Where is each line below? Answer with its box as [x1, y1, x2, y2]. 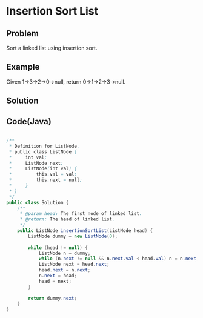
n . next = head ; [38, 273, 78, 279]
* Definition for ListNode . [8, 143, 80, 149]
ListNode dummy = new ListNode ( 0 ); [28, 233, 118, 239]
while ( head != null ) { [28, 244, 88, 251]
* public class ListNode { [8, 148, 78, 155]
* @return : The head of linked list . [19, 216, 115, 222]
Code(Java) [6, 116, 52, 127]
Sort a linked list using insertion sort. [6, 44, 98, 51]
